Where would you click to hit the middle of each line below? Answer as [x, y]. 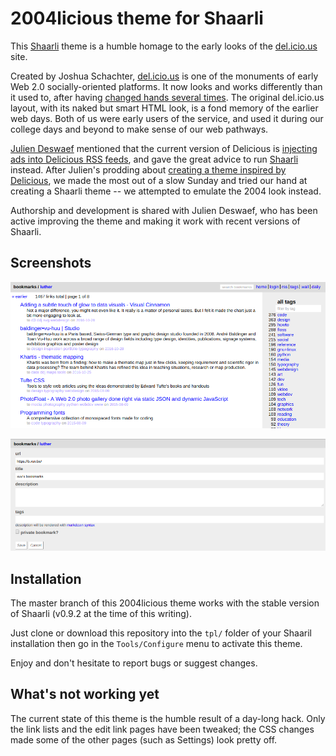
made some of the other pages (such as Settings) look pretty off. [144, 739]
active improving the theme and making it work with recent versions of [155, 221]
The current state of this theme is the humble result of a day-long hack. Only [168, 718]
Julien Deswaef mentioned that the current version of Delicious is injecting [164, 148]
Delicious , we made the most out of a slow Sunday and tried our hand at [159, 180]
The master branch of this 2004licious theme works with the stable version [165, 603]
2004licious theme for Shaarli [137, 18]
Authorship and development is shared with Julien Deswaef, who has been [164, 210]
